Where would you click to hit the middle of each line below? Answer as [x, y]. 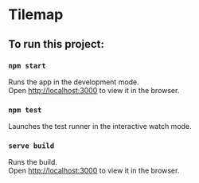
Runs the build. [33, 162]
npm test [25, 110]
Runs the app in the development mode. [74, 82]
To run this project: [57, 44]
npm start [27, 66]
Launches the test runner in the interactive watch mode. [100, 127]
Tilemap [36, 15]
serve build [31, 146]
